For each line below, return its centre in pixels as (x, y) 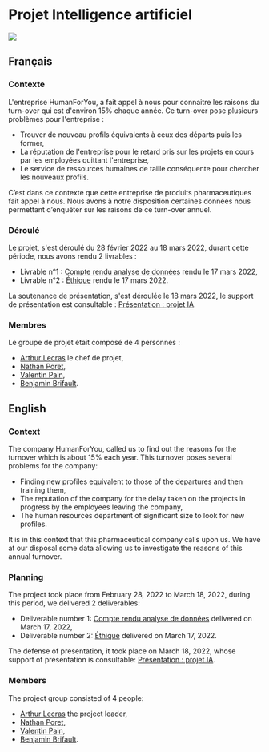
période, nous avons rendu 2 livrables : (73, 256)
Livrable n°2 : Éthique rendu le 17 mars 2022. (94, 280)
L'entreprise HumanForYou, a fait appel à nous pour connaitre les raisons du (134, 102)
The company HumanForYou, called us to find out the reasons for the (122, 448)
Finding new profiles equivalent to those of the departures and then (131, 481)
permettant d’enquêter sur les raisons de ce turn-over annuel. (110, 209)
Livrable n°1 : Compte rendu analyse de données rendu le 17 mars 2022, (139, 271)
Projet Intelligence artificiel (100, 15)
